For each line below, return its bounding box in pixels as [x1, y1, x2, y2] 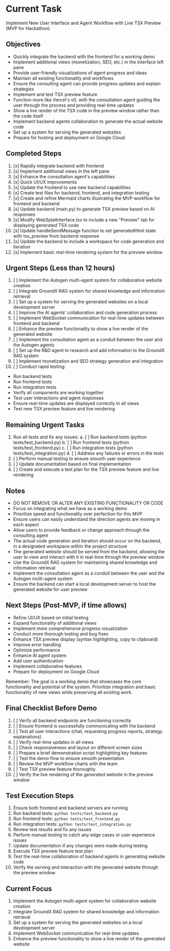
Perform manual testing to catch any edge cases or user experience [13, 832, 155, 838]
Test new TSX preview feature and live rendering [13, 406, 115, 412]
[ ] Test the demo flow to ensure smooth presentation [13, 755, 124, 761]
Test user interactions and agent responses [13, 395, 104, 401]
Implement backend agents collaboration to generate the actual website [13, 118, 163, 124]
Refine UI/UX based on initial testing [13, 614, 89, 620]
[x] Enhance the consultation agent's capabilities [13, 173, 115, 179]
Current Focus [6, 884, 52, 893]
